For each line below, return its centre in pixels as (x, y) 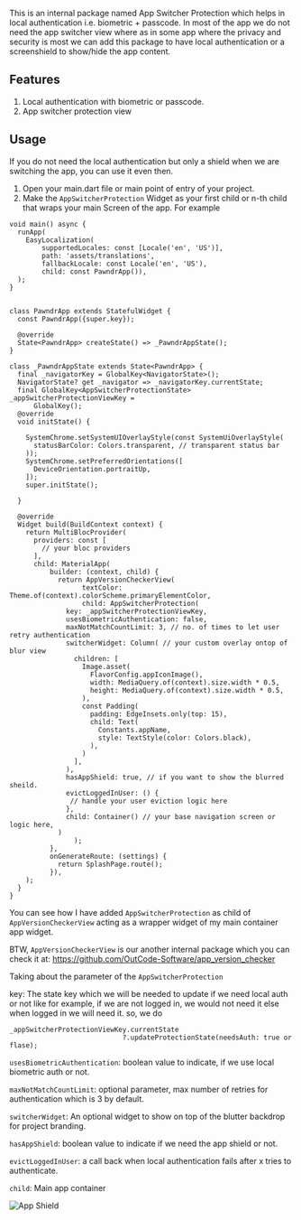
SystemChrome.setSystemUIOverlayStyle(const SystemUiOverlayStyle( (155, 437)
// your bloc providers (86, 548)
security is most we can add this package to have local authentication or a (147, 42)
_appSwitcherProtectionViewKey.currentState (94, 1029)
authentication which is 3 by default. (77, 1099)
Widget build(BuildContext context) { (91, 524)
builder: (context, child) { (104, 572)
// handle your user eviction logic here (149, 801)
